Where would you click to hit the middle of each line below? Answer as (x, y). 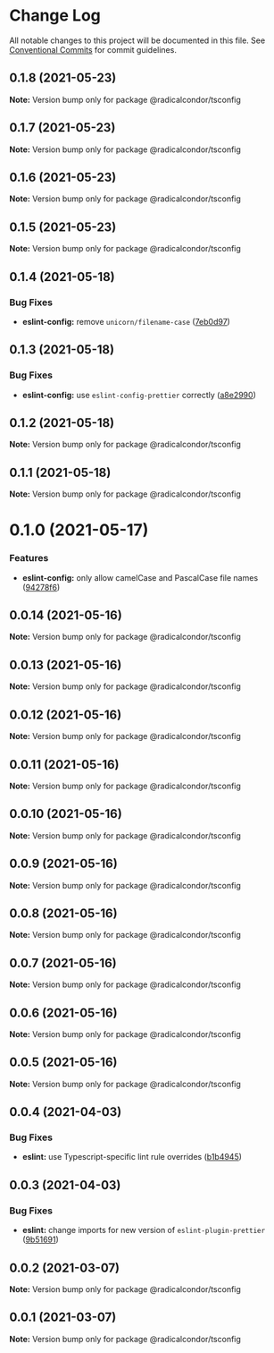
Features (29, 558)
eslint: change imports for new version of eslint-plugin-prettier (144, 1230)
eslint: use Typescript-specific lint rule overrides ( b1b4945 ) (132, 1157)
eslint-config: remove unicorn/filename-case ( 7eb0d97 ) (126, 321)
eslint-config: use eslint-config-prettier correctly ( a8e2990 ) (139, 395)
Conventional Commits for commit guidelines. (93, 49)
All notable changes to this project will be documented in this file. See (137, 40)
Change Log (55, 16)
